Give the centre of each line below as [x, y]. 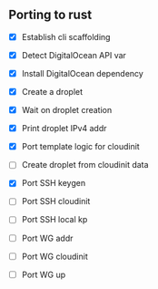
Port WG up [44, 274]
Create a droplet [52, 92]
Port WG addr [47, 238]
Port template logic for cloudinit [80, 147]
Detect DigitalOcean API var [74, 55]
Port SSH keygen [54, 183]
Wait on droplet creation [67, 110]
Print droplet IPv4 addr [64, 129]
